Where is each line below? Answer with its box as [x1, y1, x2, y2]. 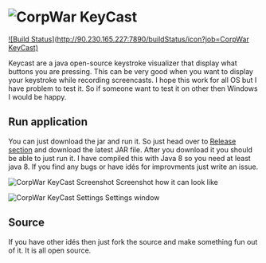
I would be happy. [8, 92, 67, 101]
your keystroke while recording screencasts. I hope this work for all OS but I [8, 75, 257, 84]
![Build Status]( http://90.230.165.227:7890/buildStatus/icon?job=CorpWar [8, 34, 249, 44]
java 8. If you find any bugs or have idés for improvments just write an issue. [8, 162, 259, 171]
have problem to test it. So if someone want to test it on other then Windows [8, 84, 258, 93]
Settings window [104, 192, 160, 202]
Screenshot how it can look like [115, 177, 219, 186]
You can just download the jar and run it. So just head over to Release [8, 136, 237, 146]
